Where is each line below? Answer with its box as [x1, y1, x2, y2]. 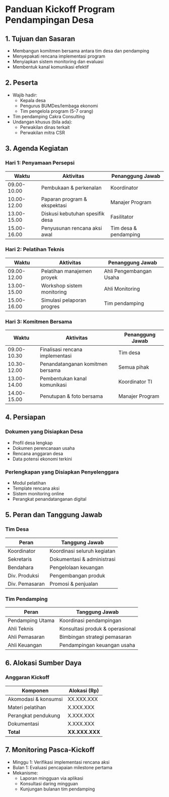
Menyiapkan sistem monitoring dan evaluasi [12, 59, 104, 64]
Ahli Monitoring [104, 285, 140, 292]
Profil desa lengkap [12, 440, 53, 446]
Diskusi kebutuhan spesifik [41, 210, 105, 217]
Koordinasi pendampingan [59, 617, 122, 624]
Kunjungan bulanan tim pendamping [20, 786, 95, 792]
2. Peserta [5, 78, 38, 87]
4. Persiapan [5, 413, 46, 421]
